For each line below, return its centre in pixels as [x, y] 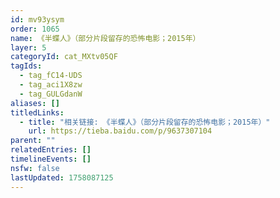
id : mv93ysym [37, 19]
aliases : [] [35, 103]
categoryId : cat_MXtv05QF [64, 57]
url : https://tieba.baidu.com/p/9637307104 [120, 131]
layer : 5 [28, 47]
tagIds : [26, 66]
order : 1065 [35, 29]
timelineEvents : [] [51, 159]
